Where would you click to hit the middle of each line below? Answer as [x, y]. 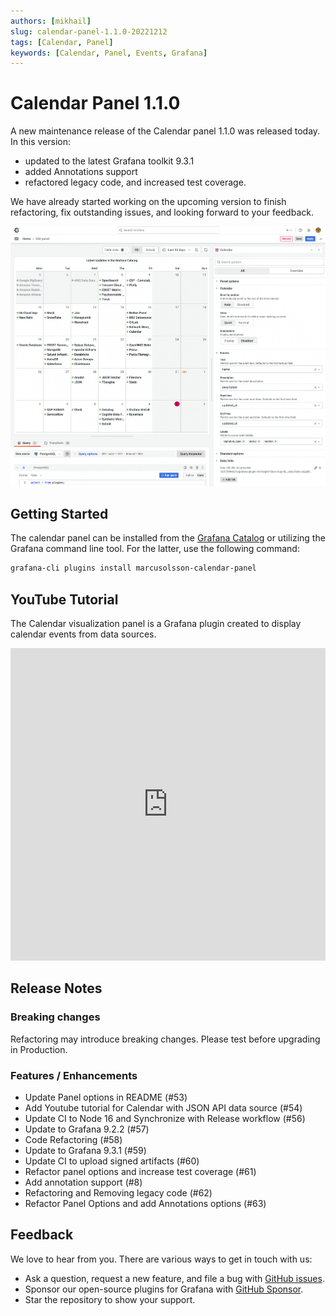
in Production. [39, 1049]
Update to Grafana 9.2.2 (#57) [87, 1129]
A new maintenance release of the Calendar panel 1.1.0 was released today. [165, 131]
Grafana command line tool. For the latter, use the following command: [155, 549]
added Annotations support [81, 172]
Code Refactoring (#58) [73, 1139]
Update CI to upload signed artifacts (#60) [112, 1161]
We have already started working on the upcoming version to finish [148, 202]
